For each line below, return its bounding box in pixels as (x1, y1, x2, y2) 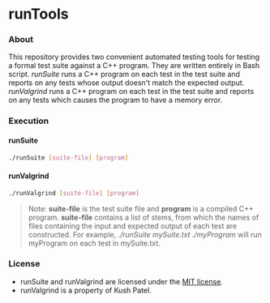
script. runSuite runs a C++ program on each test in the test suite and (8, 70, 241, 79)
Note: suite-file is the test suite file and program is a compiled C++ (28, 203, 254, 213)
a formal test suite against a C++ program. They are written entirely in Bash (8, 61, 260, 70)
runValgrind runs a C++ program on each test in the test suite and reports (8, 87, 255, 96)
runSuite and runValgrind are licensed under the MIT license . (19, 276, 223, 286)
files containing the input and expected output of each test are (28, 220, 238, 231)
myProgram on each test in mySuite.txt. (28, 238, 161, 248)
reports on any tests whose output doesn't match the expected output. (8, 78, 245, 87)
